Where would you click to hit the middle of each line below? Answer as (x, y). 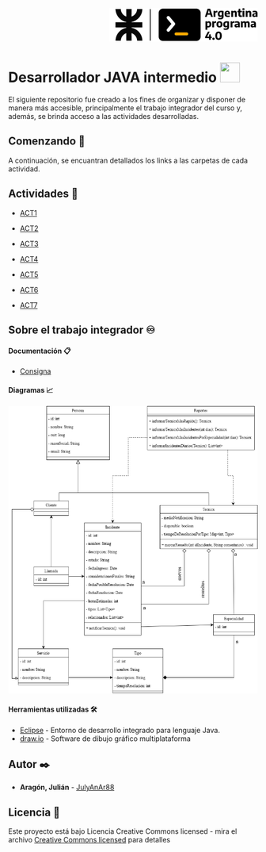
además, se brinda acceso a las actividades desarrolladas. (104, 116)
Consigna (35, 371)
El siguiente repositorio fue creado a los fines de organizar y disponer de (127, 99)
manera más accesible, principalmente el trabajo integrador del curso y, (125, 108)
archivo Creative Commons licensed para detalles (89, 840)
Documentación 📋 (40, 351)
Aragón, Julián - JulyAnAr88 (67, 787)
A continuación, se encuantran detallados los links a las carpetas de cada (128, 160)
